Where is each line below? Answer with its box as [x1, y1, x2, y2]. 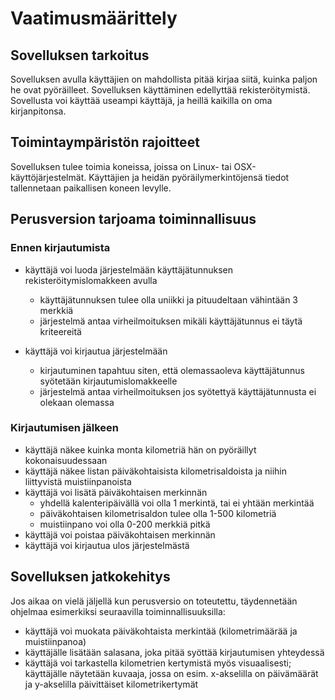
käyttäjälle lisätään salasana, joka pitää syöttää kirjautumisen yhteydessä [24, 646, 325, 658]
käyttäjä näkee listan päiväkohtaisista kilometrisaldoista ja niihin [24, 465, 288, 477]
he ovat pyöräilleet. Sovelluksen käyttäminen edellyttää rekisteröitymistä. [10, 84, 311, 96]
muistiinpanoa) [24, 635, 87, 647]
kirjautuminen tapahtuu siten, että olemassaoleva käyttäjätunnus [39, 364, 305, 376]
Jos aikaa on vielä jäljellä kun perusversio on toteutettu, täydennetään [10, 595, 298, 607]
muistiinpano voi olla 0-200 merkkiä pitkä [39, 518, 211, 530]
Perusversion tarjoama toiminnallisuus [10, 211, 257, 228]
